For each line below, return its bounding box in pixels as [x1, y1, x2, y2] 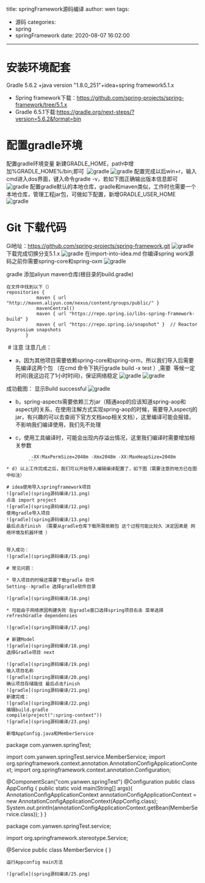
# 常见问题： [6, 565, 35, 571]
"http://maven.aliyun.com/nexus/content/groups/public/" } [6, 299, 160, 306]
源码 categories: [15, 18, 56, 26]
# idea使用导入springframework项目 [6, 484, 92, 490]
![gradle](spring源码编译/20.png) [6, 674, 90, 680]
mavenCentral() [36, 305, 75, 311]
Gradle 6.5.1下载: [15, 108, 57, 115]
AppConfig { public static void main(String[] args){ [6, 784, 133, 792]
